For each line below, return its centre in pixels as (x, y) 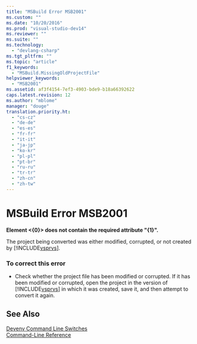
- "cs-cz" (24, 117)
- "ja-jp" (24, 145)
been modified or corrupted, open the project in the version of (91, 282)
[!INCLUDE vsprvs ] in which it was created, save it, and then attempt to (101, 289)
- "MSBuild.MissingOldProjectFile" (56, 73)
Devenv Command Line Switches (47, 328)
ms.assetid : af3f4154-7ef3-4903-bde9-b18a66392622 (70, 90)
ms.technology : (25, 45)
